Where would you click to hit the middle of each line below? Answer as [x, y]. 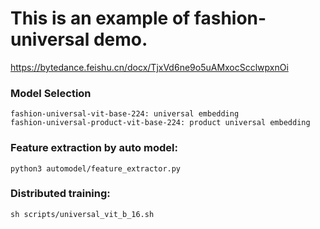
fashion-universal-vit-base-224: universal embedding [125, 114]
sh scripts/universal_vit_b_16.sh [82, 214]
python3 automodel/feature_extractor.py [96, 168]
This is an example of [100, 18]
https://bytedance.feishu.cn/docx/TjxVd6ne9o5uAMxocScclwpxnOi [149, 67]
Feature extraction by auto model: [94, 148]
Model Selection [51, 93]
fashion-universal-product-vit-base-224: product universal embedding [160, 123]
